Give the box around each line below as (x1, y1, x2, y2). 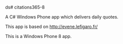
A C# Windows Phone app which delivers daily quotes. (5, 14, 119, 19)
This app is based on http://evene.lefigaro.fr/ (5, 23, 98, 29)
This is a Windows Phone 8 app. (5, 33, 72, 39)
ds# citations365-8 (5, 4, 45, 10)
